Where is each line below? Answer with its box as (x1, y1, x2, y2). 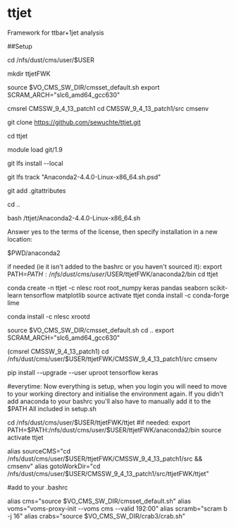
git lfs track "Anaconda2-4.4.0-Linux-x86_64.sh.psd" (7, 172, 161, 181)
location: (7, 235, 33, 243)
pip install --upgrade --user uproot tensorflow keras (7, 368, 159, 377)
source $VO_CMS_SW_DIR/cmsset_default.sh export (7, 83, 160, 91)
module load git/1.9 (7, 145, 63, 153)
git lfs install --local (7, 159, 63, 167)
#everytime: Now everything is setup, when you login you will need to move (7, 381, 228, 390)
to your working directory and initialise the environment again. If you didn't (7, 389, 224, 398)
